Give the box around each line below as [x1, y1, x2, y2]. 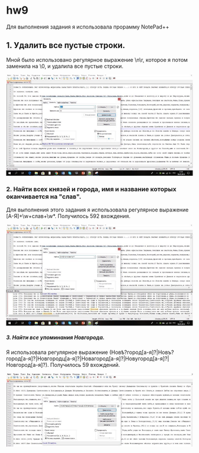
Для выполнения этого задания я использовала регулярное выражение [6, 206, 189, 213]
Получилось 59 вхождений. [50, 362, 120, 369]
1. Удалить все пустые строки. [6, 40, 126, 50]
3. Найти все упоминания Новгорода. [6, 334, 105, 341]
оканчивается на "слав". [6, 192, 82, 201]
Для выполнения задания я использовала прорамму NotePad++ [6, 23, 169, 30]
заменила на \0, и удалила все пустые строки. [6, 62, 123, 69]
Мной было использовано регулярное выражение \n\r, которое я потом [6, 56, 188, 63]
